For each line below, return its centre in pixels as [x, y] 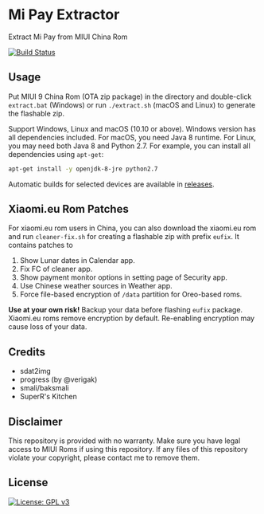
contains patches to [41, 245]
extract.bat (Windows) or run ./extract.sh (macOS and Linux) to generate [132, 104]
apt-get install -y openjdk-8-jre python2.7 [83, 169]
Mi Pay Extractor [64, 15]
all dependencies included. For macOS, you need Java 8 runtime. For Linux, [132, 137]
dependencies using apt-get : [56, 154]
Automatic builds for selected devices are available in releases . [111, 184]
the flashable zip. [37, 113]
